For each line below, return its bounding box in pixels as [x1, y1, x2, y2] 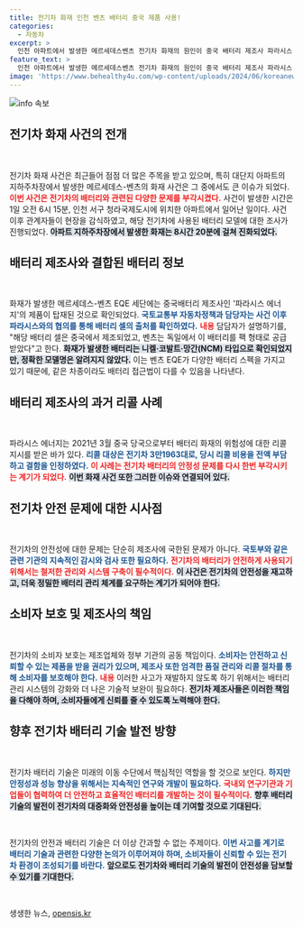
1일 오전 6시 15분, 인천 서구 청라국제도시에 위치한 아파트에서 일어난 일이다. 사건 [9, 204, 287, 215]
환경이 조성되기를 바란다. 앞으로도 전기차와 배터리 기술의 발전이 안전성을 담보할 [18, 859, 293, 870]
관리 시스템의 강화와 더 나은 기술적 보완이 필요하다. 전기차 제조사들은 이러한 [9, 683, 273, 694]
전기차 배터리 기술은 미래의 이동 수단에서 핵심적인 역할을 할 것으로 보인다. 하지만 [9, 766, 291, 777]
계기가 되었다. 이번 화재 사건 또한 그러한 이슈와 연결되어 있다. [18, 472, 230, 482]
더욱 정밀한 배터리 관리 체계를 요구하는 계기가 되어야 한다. [21, 578, 221, 588]
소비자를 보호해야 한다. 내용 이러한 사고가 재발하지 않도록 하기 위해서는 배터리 [18, 672, 290, 683]
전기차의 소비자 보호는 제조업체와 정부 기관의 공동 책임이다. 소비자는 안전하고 [9, 649, 279, 660]
